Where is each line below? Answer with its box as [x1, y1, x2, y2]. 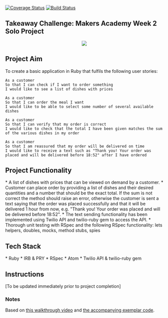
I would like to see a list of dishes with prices [5, 86, 113, 91]
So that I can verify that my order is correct [5, 122, 107, 127]
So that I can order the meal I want [5, 99, 84, 105]
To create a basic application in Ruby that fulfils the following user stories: [5, 68, 158, 74]
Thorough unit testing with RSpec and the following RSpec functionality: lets [5, 222, 162, 228]
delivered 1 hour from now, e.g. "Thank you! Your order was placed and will [5, 206, 160, 212]
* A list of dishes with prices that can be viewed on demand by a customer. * [5, 179, 163, 185]
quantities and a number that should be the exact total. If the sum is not [5, 190, 152, 196]
